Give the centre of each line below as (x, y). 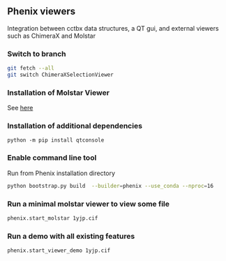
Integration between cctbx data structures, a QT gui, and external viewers (113, 28)
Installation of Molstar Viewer (59, 92)
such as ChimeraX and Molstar (52, 36)
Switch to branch (37, 54)
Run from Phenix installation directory (61, 173)
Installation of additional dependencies (75, 126)
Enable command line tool (52, 158)
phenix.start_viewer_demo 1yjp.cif (59, 251)
